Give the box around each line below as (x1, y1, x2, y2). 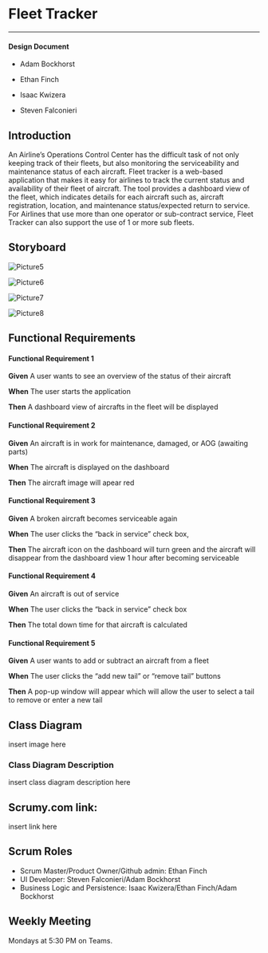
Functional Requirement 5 (8, 638, 96, 648)
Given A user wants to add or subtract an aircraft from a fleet (8, 656, 210, 666)
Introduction (8, 128, 72, 142)
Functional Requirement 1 (8, 353, 94, 363)
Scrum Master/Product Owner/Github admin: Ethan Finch (19, 866, 207, 876)
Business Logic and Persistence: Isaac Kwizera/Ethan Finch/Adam (19, 883, 238, 892)
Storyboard (8, 241, 66, 254)
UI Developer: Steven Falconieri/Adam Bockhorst (19, 874, 181, 884)
